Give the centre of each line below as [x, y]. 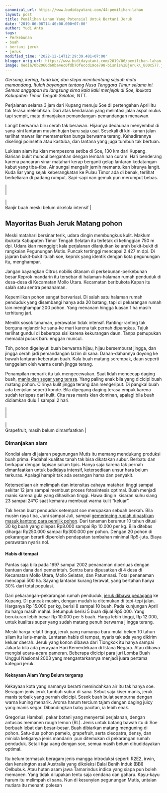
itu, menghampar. [23, 262]
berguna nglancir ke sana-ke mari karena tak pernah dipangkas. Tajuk [77, 328]
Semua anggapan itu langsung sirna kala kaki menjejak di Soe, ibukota [78, 90]
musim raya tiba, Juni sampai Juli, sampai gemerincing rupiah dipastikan [80, 516]
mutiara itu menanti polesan [34, 785]
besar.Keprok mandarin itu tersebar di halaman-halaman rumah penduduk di [83, 276]
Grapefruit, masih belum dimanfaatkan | [46, 430]
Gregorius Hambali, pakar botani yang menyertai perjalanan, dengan [75, 717]
